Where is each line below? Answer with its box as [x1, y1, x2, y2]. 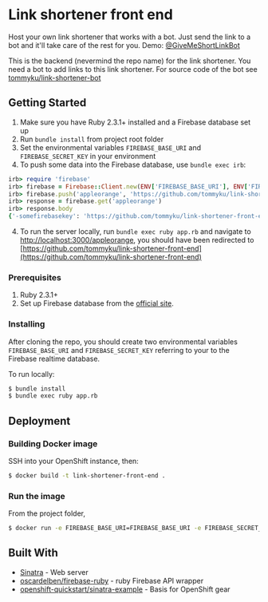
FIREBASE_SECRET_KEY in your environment [19, 151, 156, 160]
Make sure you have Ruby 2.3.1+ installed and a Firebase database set [19, 117, 251, 127]
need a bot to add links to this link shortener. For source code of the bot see [8, 64, 258, 73]
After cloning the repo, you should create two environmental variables [8, 337, 238, 347]
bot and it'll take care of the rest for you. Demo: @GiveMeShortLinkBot [8, 40, 241, 50]
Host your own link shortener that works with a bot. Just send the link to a [8, 32, 251, 42]
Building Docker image [8, 438, 98, 449]
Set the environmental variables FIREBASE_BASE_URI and [19, 142, 202, 152]
